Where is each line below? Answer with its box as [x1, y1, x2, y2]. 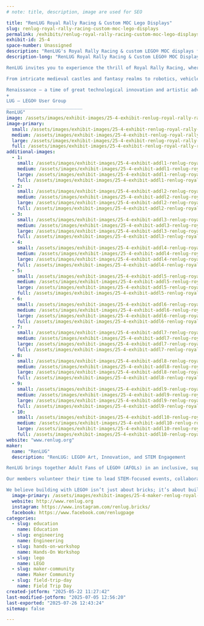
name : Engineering [17, 538, 64, 544]
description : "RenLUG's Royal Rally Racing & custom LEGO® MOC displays [6, 48, 194, 55]
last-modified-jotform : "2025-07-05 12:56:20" [6, 594, 126, 600]
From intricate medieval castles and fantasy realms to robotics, [6, 75, 178, 82]
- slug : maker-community [12, 566, 75, 572]
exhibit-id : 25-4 [6, 37, 50, 43]
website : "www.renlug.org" [6, 437, 75, 443]
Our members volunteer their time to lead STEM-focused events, [6, 476, 172, 482]
